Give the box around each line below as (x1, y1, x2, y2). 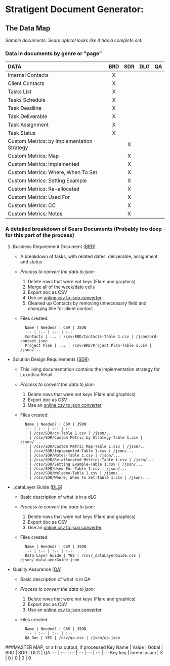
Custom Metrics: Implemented (8, 161, 80, 168)
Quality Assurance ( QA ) (12, 566, 62, 572)
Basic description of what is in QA (20, 576, 91, 582)
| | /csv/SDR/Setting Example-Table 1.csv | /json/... (24, 462, 143, 467)
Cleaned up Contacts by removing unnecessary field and (27, 300, 147, 306)
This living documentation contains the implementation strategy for (20, 366, 160, 372)
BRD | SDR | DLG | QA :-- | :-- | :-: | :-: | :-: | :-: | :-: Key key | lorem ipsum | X (5, 649, 163, 655)
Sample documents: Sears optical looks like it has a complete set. (5, 37, 143, 43)
